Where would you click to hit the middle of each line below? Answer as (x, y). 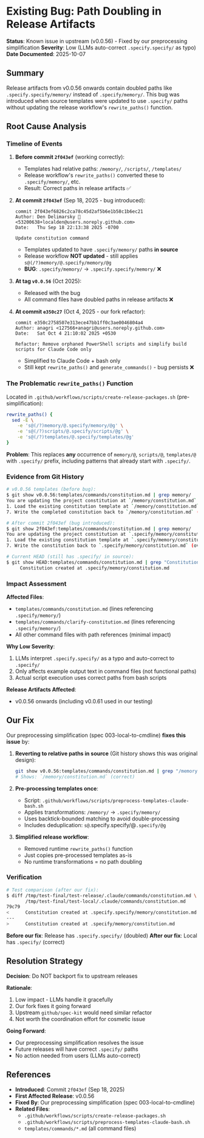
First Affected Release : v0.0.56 (55, 1096)
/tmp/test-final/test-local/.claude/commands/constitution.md (106, 901)
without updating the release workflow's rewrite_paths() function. (90, 107)
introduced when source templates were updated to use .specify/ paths (97, 101)
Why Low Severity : (31, 646)
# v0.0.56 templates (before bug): (51, 489)
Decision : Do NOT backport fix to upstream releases (72, 976)
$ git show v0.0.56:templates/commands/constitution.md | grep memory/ (99, 495)
